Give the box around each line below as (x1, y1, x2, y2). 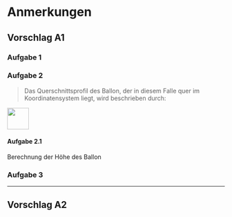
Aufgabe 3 (7, 170, 43, 180)
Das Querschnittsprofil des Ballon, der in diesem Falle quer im (23, 86, 200, 95)
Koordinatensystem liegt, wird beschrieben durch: (23, 94, 166, 102)
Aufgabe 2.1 (7, 138, 43, 146)
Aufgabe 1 (7, 53, 42, 62)
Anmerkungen (7, 4, 92, 20)
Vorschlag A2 (7, 198, 68, 211)
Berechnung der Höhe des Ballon (7, 153, 101, 161)
